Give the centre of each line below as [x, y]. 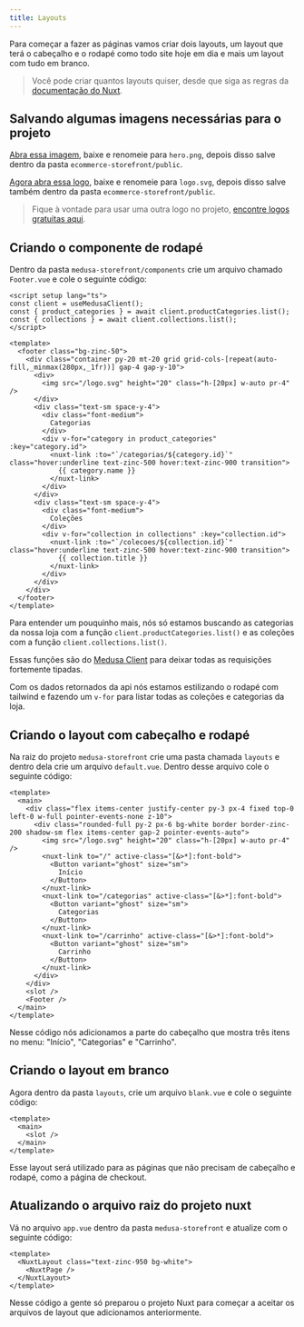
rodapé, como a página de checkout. [78, 1177]
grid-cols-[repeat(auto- [231, 360]
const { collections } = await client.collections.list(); [123, 320]
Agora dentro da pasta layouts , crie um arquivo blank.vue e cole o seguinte [151, 1093]
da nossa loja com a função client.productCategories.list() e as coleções [152, 633]
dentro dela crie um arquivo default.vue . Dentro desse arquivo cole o [139, 767]
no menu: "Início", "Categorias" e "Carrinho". [93, 1043]
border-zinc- [265, 825]
